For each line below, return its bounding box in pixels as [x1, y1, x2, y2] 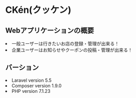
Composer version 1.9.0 [12, 82, 62, 89]
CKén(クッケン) [5, 4, 72, 16]
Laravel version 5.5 [12, 77, 52, 83]
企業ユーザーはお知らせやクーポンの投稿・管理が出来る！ [12, 47, 133, 53]
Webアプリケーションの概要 [5, 26, 95, 35]
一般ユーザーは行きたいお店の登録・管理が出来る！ [12, 41, 119, 46]
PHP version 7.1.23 [12, 88, 51, 94]
